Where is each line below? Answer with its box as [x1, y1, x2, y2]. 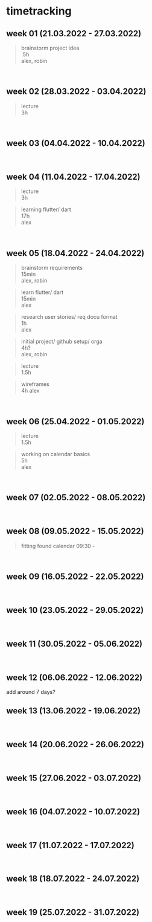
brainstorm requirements [21, 264, 83, 272]
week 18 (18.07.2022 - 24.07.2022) [6, 874, 140, 884]
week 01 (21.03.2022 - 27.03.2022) [6, 28, 142, 39]
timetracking [6, 4, 72, 18]
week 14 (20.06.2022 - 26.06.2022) [6, 739, 145, 750]
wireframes [21, 381, 49, 388]
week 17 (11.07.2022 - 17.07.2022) [6, 840, 135, 851]
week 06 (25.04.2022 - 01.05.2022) [6, 416, 145, 427]
